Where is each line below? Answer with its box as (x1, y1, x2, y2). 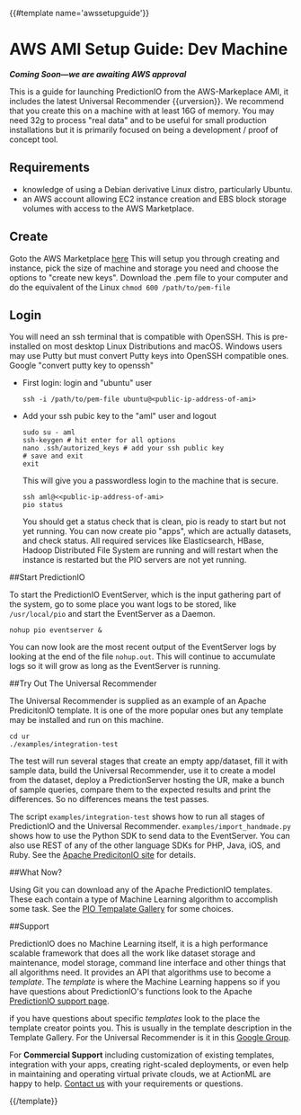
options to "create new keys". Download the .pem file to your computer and (9, 272, 288, 282)
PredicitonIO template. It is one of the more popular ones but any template (9, 705, 284, 716)
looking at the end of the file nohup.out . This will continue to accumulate (9, 651, 276, 662)
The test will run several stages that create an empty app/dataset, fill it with (9, 755, 288, 767)
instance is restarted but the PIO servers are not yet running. (22, 555, 247, 566)
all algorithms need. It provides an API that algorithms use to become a (9, 967, 271, 978)
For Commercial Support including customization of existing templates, (9, 1049, 275, 1060)
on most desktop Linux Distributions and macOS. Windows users (42, 341, 283, 352)
